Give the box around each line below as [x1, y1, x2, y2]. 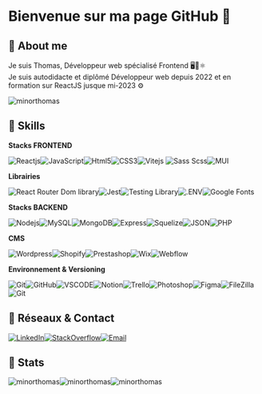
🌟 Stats [8, 356, 45, 370]
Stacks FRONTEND [8, 140, 73, 150]
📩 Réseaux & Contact [8, 312, 115, 325]
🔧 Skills [8, 119, 46, 133]
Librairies [8, 171, 41, 181]
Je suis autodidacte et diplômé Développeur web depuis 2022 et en [8, 72, 232, 82]
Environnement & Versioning [8, 264, 105, 274]
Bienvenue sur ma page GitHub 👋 [8, 7, 232, 26]
